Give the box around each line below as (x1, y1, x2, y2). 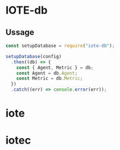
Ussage (5, 27, 34, 37)
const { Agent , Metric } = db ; (16, 65, 94, 71)
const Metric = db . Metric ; (16, 75, 83, 82)
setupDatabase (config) (5, 53, 62, 59)
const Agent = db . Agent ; (16, 70, 78, 76)
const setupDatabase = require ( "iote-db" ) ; (5, 43, 115, 49)
